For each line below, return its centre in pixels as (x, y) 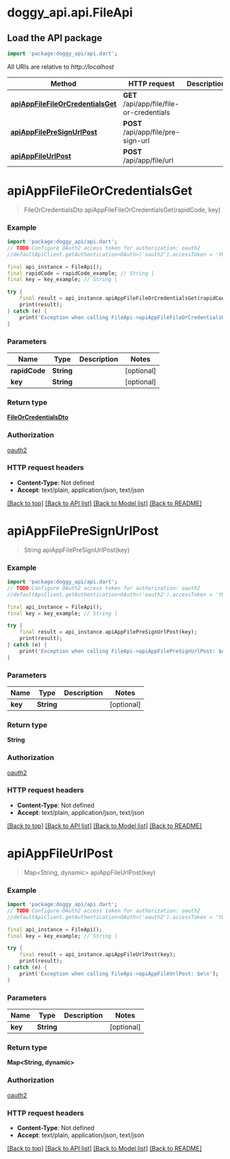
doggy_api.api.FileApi (70, 13)
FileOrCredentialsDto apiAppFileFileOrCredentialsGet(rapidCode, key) (122, 210)
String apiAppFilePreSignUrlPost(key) (77, 550)
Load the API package (55, 38)
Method (63, 84)
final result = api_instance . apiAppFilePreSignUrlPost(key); (108, 632)
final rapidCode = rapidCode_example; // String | (81, 273)
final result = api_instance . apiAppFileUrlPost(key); (98, 955)
